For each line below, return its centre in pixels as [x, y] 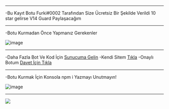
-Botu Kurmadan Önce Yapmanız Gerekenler [51, 33]
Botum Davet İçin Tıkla [28, 63]
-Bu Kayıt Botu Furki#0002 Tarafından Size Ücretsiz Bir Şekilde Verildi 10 [80, 13]
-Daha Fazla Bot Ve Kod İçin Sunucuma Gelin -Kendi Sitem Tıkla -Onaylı [79, 57]
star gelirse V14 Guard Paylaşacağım [43, 18]
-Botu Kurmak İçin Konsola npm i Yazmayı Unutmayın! [61, 77]
